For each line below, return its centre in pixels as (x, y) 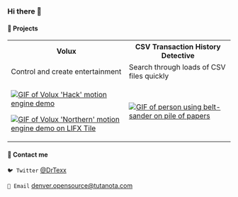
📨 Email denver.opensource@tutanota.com (70, 186)
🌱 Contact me (28, 154)
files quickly (149, 76)
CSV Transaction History (178, 47)
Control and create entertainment (66, 72)
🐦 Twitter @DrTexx (37, 170)
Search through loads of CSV (177, 67)
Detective (178, 56)
